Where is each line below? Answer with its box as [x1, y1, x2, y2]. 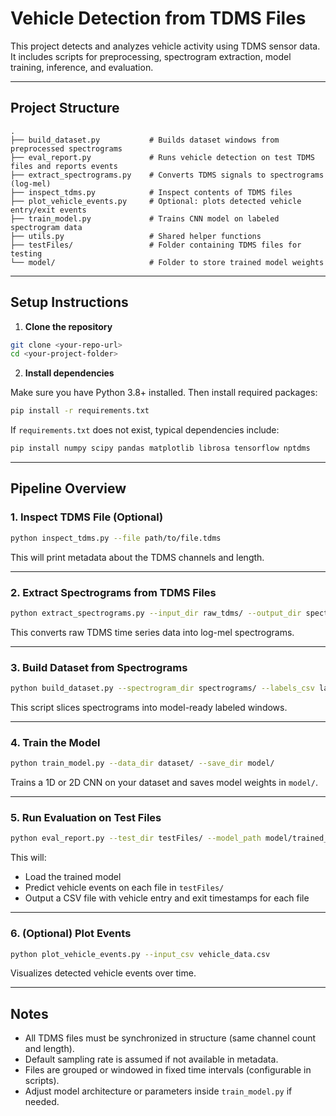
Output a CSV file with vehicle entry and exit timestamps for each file [24, 892, 310, 904]
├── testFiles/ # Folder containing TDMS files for [10, 240, 302, 250]
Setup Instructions [10, 294, 129, 311]
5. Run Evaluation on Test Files [10, 811, 162, 825]
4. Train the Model [10, 735, 101, 749]
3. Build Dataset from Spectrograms [10, 660, 188, 674]
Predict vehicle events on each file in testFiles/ [24, 882, 225, 894]
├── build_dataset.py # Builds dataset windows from [10, 135, 280, 145]
